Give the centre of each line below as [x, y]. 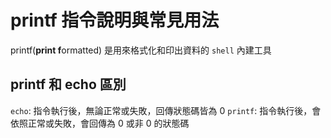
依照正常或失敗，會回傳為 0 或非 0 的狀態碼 [100, 123]
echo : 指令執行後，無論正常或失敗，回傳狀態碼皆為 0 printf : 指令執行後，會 [166, 110]
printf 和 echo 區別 [68, 84]
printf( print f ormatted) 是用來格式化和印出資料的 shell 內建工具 [141, 50]
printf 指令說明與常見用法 [115, 20]
